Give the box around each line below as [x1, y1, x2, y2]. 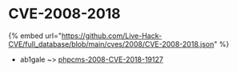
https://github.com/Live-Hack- [61, 31, 163, 40]
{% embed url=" [8, 31, 62, 40]
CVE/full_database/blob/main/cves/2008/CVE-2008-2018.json [8, 39, 215, 48]
